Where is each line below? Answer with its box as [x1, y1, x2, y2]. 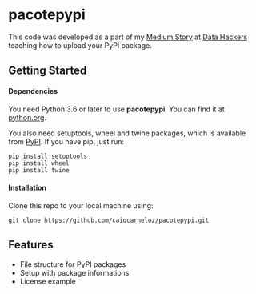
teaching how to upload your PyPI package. [8, 40, 152, 50]
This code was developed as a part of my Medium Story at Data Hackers [8, 32, 248, 42]
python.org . [8, 112, 46, 122]
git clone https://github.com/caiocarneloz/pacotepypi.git [8, 216, 210, 224]
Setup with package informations [19, 268, 130, 277]
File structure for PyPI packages [19, 259, 126, 269]
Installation [8, 183, 46, 193]
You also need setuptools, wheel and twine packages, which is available [8, 128, 246, 138]
